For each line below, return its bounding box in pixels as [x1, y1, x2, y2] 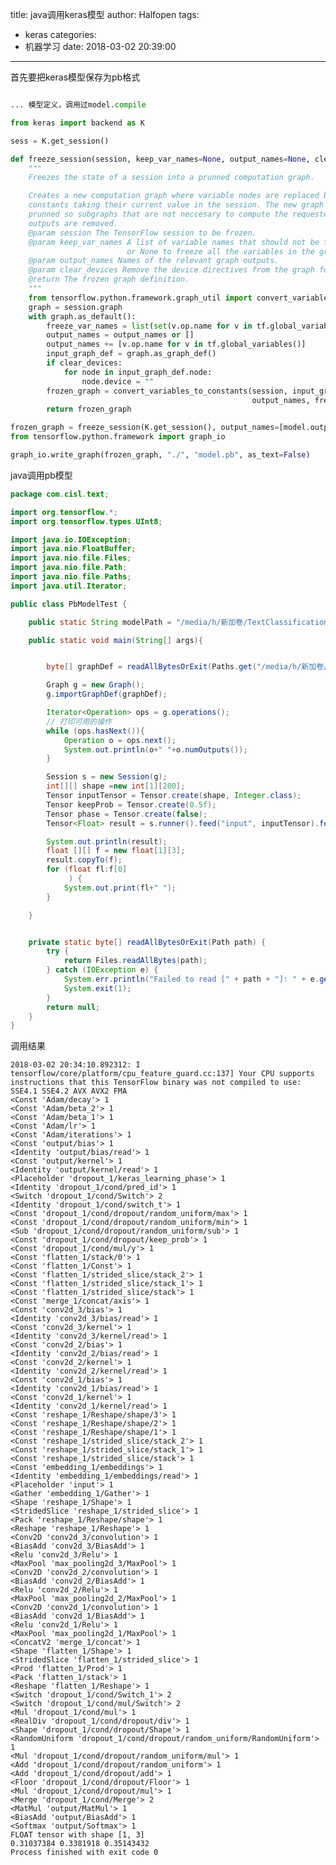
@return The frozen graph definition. [28, 274, 190, 285]
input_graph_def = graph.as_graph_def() [46, 349, 217, 359]
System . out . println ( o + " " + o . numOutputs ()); [63, 744, 248, 755]
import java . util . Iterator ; [10, 581, 128, 591]
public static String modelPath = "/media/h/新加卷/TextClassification [28, 617, 329, 627]
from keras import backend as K [10, 118, 145, 128]
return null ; [46, 1002, 101, 1012]
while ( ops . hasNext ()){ [46, 726, 145, 736]
